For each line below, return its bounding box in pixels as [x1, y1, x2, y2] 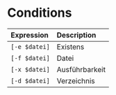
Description [56, 30, 97, 40]
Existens [56, 42, 85, 52]
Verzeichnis [56, 75, 95, 85]
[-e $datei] [10, 43, 51, 50]
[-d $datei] [10, 77, 51, 85]
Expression [10, 30, 49, 40]
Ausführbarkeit [56, 64, 106, 74]
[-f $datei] [10, 54, 51, 62]
